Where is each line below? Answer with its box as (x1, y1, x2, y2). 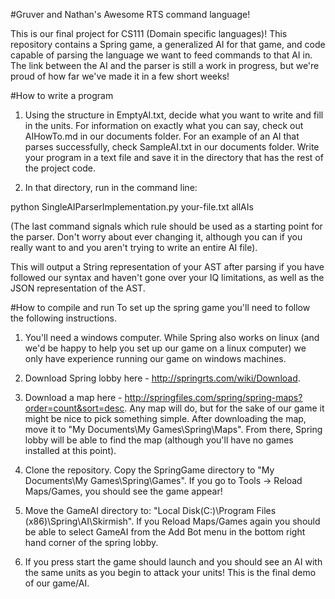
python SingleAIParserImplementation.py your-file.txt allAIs (10, 201, 254, 213)
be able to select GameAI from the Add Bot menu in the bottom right (24, 526, 306, 538)
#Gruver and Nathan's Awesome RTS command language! (10, 9, 251, 20)
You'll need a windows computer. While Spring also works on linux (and (24, 332, 320, 343)
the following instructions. (10, 312, 117, 324)
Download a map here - (24, 392, 123, 403)
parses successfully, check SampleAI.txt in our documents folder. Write (24, 141, 320, 153)
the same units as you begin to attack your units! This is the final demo (24, 567, 317, 578)
